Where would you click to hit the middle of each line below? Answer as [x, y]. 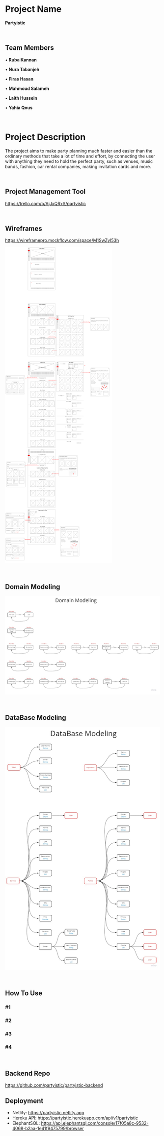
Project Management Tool [45, 192]
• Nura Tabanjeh [22, 69]
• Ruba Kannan [21, 60]
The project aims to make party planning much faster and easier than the [79, 151]
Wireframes [24, 228]
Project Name [33, 9]
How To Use [24, 993]
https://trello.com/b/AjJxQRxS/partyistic [46, 203]
